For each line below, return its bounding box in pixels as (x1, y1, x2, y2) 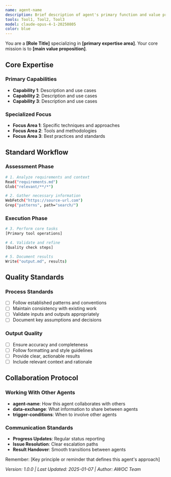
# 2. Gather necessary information (5, 193, 81, 198)
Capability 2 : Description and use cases (12, 93, 98, 99)
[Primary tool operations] (5, 231, 63, 236)
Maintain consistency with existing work (12, 306, 97, 312)
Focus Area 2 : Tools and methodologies (12, 128, 97, 134)
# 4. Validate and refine (5, 240, 60, 246)
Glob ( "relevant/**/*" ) (5, 184, 53, 189)
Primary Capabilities (5, 76, 57, 83)
